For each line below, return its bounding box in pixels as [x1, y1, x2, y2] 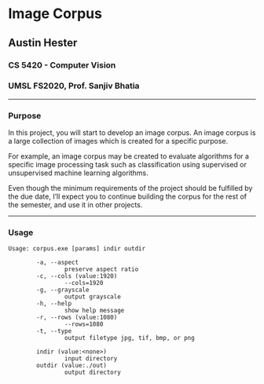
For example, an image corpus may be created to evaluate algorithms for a [8, 152, 250, 161]
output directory [64, 368, 122, 377]
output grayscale [64, 293, 122, 301]
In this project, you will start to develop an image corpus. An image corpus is [8, 128, 256, 137]
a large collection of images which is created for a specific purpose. [8, 137, 229, 146]
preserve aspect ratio [64, 265, 139, 273]
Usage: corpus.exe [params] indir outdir [8, 245, 146, 253]
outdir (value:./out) [36, 362, 108, 370]
